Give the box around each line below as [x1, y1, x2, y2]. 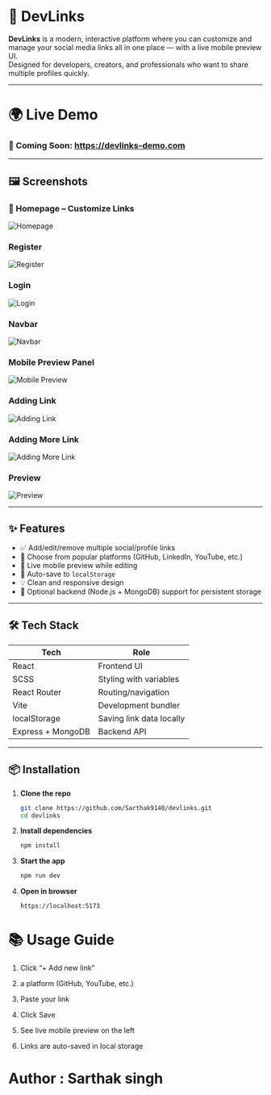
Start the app [19, 856, 66, 866]
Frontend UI [98, 660, 143, 671]
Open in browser [19, 887, 77, 896]
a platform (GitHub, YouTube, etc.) [19, 978, 135, 988]
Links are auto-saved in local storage [19, 1041, 144, 1051]
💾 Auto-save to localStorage [19, 569, 115, 579]
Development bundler [98, 700, 180, 711]
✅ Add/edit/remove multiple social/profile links [19, 543, 176, 552]
